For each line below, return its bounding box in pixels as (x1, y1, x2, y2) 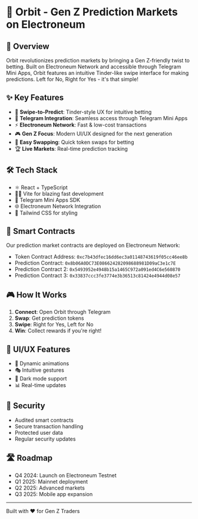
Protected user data (14, 429, 63, 436)
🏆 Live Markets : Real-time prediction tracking (14, 145, 128, 152)
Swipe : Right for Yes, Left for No (14, 321, 94, 328)
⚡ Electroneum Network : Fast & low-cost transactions (14, 121, 147, 128)
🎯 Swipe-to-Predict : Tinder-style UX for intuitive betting (14, 108, 152, 115)
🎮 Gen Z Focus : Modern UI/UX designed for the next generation (14, 130, 173, 137)
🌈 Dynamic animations (14, 360, 70, 367)
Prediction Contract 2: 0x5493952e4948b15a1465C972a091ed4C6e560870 (14, 266, 181, 273)
